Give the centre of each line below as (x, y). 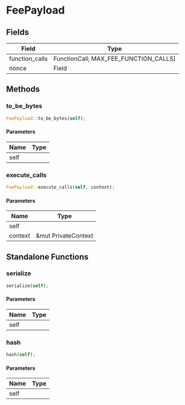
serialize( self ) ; (27, 286)
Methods (23, 89)
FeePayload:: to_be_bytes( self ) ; (46, 118)
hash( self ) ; (21, 355)
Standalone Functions (47, 257)
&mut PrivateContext (64, 236)
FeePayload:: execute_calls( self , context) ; (61, 187)
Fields (18, 32)
